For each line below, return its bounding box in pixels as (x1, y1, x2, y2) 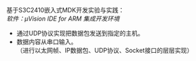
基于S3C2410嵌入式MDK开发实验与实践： (6, 6, 124, 14)
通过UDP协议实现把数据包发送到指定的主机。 (16, 29, 144, 37)
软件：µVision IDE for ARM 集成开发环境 (6, 14, 120, 23)
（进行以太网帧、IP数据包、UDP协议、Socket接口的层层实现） (16, 47, 193, 54)
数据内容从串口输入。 (16, 38, 77, 46)
